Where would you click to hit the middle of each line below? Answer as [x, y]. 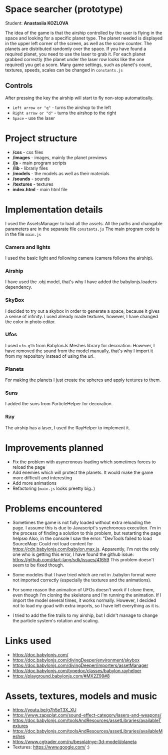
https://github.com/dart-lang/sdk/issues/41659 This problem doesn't [83, 559]
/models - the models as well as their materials [61, 173]
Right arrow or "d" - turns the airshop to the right [64, 113]
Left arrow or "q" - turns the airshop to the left [62, 107]
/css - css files [28, 152]
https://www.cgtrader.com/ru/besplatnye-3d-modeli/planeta [74, 742]
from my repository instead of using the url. [50, 356]
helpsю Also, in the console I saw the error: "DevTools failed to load [82, 538]
